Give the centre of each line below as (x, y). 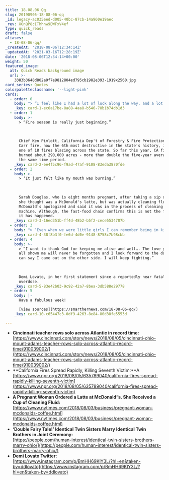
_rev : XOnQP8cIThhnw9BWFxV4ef (37, 24)
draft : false (19, 33)
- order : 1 (21, 113)
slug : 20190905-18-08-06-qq (35, 15)
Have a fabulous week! (42, 300)
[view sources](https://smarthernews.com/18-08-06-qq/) (78, 309)
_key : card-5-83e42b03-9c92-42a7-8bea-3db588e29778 (69, 286)
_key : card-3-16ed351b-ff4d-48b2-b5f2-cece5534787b (69, 221)
